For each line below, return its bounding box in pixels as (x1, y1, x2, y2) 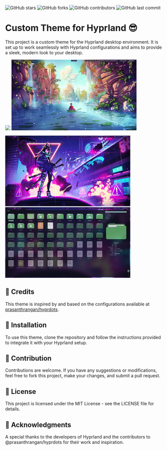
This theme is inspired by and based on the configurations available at (5, 301, 150, 307)
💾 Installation (5, 321, 47, 329)
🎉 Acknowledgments (5, 420, 71, 429)
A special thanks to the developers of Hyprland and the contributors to (5, 434, 151, 439)
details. (5, 406, 20, 412)
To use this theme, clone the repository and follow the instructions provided (5, 334, 161, 340)
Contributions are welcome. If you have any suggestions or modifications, (5, 367, 157, 374)
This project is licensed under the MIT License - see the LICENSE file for (5, 401, 154, 407)
